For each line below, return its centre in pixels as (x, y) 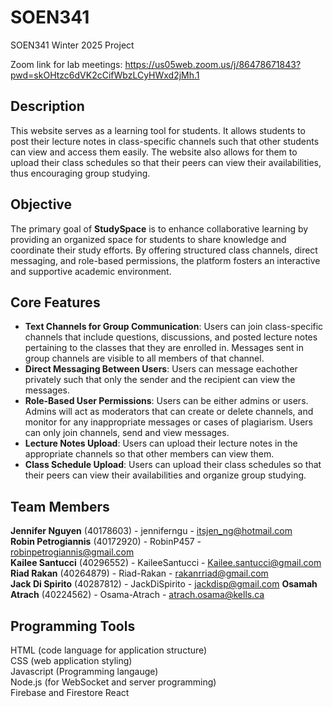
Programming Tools (73, 626)
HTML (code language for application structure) (109, 650)
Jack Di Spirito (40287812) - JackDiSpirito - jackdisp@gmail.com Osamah (164, 584)
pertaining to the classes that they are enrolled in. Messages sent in (164, 348)
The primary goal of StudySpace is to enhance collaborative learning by (159, 228)
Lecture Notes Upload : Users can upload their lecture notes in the (161, 443)
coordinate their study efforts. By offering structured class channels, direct (164, 250)
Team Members (60, 506)
